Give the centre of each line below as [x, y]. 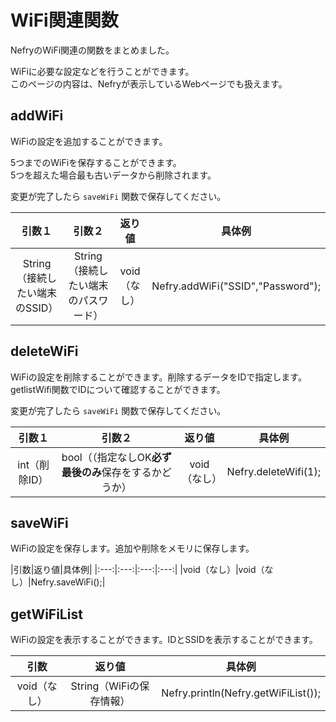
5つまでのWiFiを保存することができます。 [96, 162]
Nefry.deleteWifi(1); [273, 471]
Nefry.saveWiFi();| [68, 582]
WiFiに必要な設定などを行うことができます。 [102, 71]
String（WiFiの [105, 686]
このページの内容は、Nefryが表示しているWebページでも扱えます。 [149, 83]
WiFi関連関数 [64, 20]
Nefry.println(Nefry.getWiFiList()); [241, 693]
